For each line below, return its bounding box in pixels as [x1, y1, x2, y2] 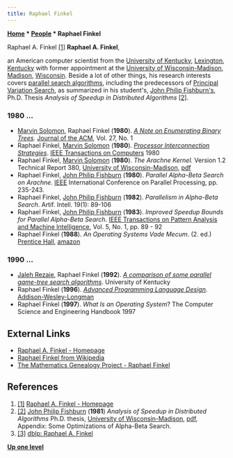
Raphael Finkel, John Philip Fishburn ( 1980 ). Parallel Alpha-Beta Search [17, 171, 224, 179]
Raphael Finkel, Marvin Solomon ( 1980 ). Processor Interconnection [17, 141, 210, 150]
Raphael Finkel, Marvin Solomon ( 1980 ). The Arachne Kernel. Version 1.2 [17, 156, 226, 164]
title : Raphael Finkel [7, 10, 73, 17]
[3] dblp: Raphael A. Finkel [17, 429, 94, 437]
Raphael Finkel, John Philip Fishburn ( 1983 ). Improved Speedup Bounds [17, 207, 224, 216]
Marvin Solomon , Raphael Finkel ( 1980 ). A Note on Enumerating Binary [17, 126, 221, 134]
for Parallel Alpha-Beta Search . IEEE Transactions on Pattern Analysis [17, 215, 218, 223]
